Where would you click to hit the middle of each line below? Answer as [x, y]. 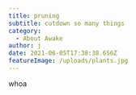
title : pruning [34, 16]
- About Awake [39, 38]
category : [25, 31]
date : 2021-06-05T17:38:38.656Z [63, 53]
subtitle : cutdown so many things [67, 23]
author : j [25, 46]
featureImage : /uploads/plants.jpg [68, 61]
